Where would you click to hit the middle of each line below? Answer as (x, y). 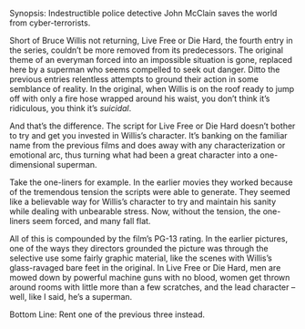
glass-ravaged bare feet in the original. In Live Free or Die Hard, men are (145, 267)
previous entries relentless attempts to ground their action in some (134, 79)
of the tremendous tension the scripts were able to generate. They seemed (150, 192)
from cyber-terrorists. (50, 23)
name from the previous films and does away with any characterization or (147, 145)
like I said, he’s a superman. (81, 297)
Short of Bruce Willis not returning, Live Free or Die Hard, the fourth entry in (151, 41)
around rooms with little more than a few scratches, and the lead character (149, 287)
